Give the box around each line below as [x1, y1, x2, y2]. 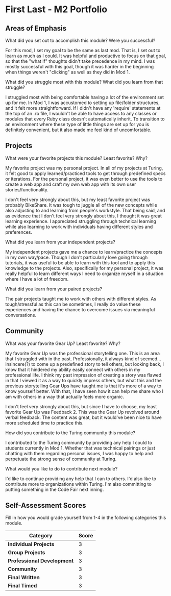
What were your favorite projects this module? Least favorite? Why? [5, 155, 148, 161]
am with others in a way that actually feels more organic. [5, 393, 124, 400]
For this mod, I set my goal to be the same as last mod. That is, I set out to [5, 47, 161, 53]
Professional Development [8, 557, 74, 564]
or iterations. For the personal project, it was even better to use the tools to [5, 176, 163, 182]
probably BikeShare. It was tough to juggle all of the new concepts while [5, 202, 157, 208]
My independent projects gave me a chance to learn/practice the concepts [5, 249, 163, 255]
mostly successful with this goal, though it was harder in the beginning [5, 64, 154, 69]
